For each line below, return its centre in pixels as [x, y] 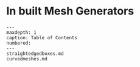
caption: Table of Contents [42, 37]
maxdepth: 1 [21, 32]
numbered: [19, 43]
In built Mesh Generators [70, 11]
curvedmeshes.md [27, 59]
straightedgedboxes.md [35, 53]
